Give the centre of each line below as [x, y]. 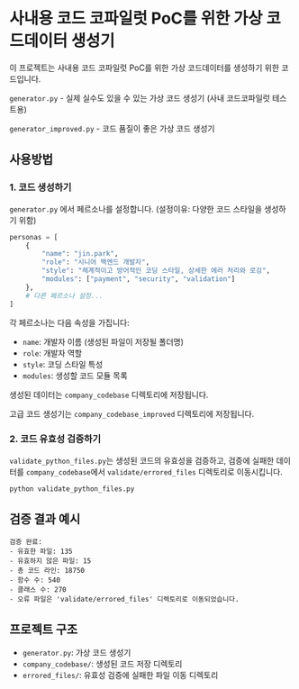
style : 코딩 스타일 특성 [63, 364]
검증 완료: [26, 542]
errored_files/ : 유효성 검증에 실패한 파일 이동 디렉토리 [120, 675]
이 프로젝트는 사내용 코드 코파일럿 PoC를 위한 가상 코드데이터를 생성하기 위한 [145, 68]
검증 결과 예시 [45, 519]
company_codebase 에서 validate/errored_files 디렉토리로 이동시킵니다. [154, 471]
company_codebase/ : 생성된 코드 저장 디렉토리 [102, 664]
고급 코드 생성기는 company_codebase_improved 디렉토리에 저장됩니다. [132, 413]
